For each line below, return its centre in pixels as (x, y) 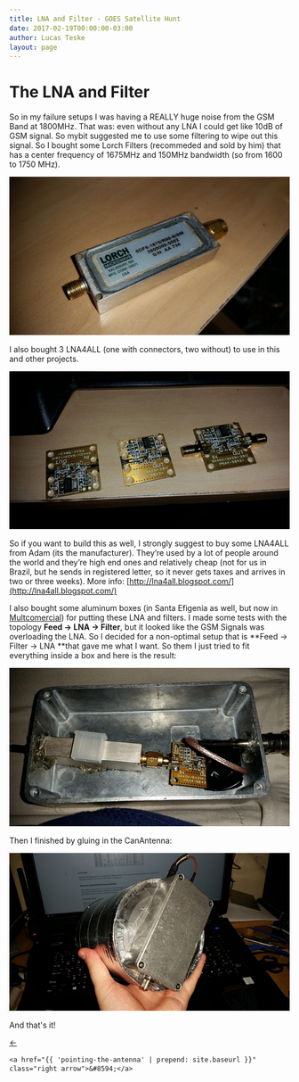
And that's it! (32, 1025)
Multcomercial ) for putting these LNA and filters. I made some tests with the (148, 618)
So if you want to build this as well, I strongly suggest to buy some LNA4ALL (149, 543)
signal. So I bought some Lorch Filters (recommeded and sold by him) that (145, 145)
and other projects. (44, 359)
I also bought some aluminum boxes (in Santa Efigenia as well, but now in (144, 608)
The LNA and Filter (80, 92)
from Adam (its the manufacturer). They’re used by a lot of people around (144, 553)
